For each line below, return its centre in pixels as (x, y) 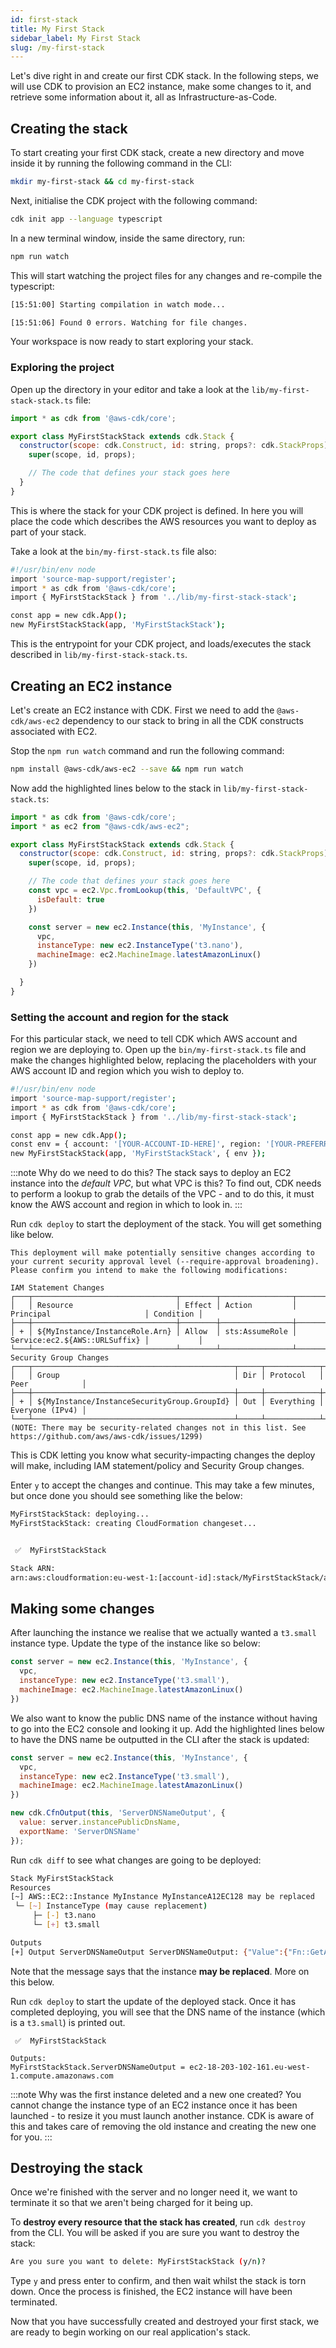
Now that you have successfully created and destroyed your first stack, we (165, 2322)
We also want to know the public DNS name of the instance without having (164, 1718)
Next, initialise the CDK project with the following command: (134, 200)
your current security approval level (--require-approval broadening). (165, 1262)
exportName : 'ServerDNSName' (80, 1831)
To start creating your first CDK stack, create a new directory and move (157, 153)
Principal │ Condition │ (106, 1314)
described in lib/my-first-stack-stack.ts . (99, 655)
